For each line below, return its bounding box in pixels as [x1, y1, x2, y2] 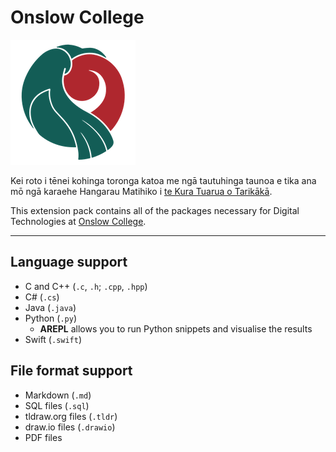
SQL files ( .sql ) [24, 399, 90, 411]
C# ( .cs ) [24, 291, 60, 303]
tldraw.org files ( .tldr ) [24, 410, 118, 422]
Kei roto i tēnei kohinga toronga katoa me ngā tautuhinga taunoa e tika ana [10, 174, 317, 186]
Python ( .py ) [24, 312, 77, 324]
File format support [10, 362, 133, 380]
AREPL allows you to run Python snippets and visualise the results [39, 322, 313, 335]
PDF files [24, 431, 63, 443]
